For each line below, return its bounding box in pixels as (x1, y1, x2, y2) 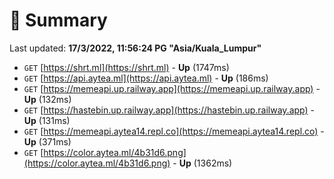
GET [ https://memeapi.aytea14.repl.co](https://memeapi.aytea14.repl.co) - (23, 125, 325, 137)
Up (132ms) (23, 93, 72, 105)
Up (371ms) (23, 135, 72, 148)
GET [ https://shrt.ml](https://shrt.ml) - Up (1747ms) (23, 61, 230, 73)
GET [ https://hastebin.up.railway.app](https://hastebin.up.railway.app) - (23, 104, 315, 116)
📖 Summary (9, 9, 108, 32)
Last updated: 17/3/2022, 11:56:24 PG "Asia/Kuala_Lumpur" (9, 42, 262, 54)
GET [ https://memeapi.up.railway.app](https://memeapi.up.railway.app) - (23, 82, 321, 94)
